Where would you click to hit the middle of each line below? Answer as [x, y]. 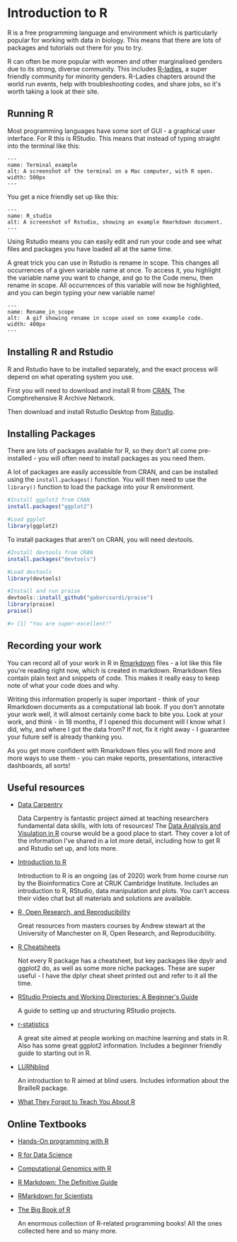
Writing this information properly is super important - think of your [104, 699]
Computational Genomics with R [64, 1168]
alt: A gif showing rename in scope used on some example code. [105, 318]
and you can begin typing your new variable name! [81, 292]
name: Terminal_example [42, 165]
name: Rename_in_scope [41, 312]
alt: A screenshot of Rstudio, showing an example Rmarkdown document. [115, 222]
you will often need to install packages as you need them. [122, 459]
